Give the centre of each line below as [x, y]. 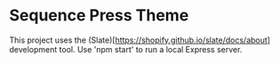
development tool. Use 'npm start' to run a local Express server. [126, 49]
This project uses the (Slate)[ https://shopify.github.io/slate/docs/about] [140, 40]
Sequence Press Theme [99, 16]
